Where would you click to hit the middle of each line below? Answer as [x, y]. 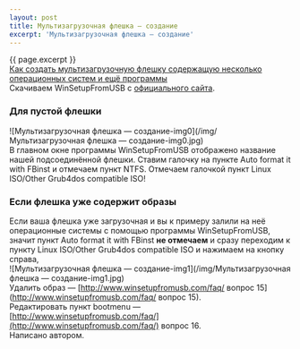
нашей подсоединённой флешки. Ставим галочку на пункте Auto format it [150, 159]
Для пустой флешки [56, 111]
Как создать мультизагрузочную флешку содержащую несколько [136, 69]
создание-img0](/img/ [176, 131]
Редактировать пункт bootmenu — [75, 306]
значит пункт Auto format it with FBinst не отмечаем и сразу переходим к [150, 240]
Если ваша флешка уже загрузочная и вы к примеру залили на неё [137, 221]
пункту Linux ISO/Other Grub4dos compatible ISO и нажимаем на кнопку [147, 249]
